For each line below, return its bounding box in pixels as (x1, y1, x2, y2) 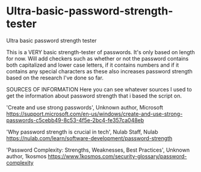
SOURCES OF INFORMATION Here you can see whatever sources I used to (6, 85, 193, 93)
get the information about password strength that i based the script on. (6, 92, 182, 99)
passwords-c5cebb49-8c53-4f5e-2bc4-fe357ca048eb (6, 116, 144, 124)
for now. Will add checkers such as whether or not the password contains (6, 55, 189, 62)
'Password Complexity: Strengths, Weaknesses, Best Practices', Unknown (6, 146, 190, 153)
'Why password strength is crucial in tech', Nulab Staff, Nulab (6, 128, 158, 135)
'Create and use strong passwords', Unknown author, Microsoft (6, 103, 164, 111)
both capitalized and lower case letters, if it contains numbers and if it (6, 61, 179, 69)
